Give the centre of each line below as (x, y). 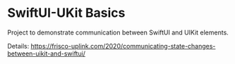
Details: (18, 46)
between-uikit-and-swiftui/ (47, 53)
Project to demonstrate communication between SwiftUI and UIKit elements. (118, 32)
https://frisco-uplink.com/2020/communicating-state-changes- (123, 46)
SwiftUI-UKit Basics (66, 13)
